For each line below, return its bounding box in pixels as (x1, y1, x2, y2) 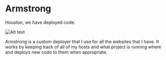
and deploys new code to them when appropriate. (5, 49, 108, 55)
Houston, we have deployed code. (5, 19, 76, 25)
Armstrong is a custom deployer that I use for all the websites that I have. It (5, 38, 160, 45)
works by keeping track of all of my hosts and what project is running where (5, 44, 162, 50)
